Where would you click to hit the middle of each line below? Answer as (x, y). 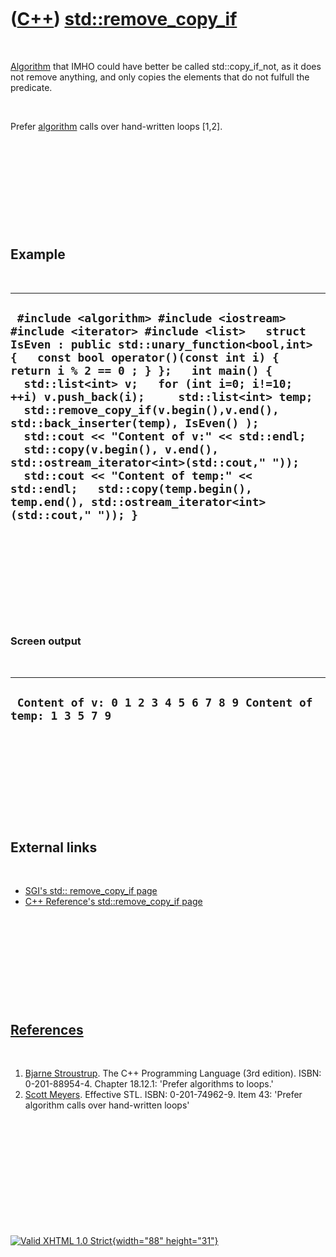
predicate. (31, 87)
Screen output (46, 641)
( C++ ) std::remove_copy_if (124, 19)
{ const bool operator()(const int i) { (145, 358)
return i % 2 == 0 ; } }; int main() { (141, 371)
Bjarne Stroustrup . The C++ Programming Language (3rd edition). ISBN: (173, 1073)
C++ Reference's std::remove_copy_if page (113, 902)
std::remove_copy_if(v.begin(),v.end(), (151, 410)
